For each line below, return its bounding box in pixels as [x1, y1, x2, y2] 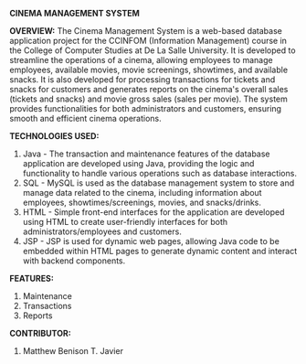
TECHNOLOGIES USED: [9, 131, 100, 141]
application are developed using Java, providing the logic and [22, 158, 255, 168]
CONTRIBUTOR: [9, 328, 71, 338]
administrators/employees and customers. [22, 226, 183, 237]
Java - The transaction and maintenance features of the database [22, 148, 271, 159]
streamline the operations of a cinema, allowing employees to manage [9, 55, 273, 65]
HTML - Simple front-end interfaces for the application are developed [22, 207, 285, 218]
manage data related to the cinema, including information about [22, 187, 262, 198]
